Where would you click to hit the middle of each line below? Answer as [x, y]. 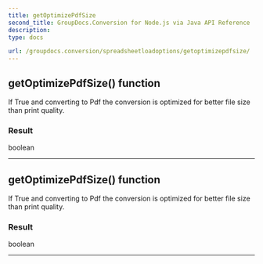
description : [29, 30]
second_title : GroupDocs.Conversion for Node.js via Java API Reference [129, 23]
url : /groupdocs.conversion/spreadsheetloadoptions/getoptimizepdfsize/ [129, 52]
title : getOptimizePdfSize [52, 15]
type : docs [26, 37]
